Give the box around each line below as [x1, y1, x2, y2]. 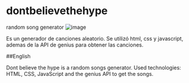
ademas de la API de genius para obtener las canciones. [6, 41, 144, 48]
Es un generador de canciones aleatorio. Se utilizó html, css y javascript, [6, 35, 184, 42]
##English [6, 52, 31, 59]
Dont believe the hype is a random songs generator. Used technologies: [6, 64, 181, 71]
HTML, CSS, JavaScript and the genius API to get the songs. [6, 70, 154, 77]
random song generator [6, 24, 64, 31]
